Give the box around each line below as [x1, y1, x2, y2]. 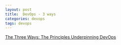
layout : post [5, 7, 32, 12]
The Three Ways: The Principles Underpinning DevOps [5, 34, 117, 40]
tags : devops [5, 21, 32, 26]
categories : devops [5, 16, 45, 21]
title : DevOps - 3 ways [5, 12, 56, 17]
